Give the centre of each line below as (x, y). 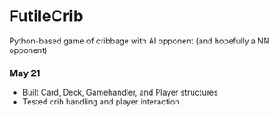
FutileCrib (46, 16)
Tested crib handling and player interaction (101, 102)
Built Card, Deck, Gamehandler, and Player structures (120, 93)
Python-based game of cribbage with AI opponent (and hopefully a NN (139, 41)
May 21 (25, 73)
